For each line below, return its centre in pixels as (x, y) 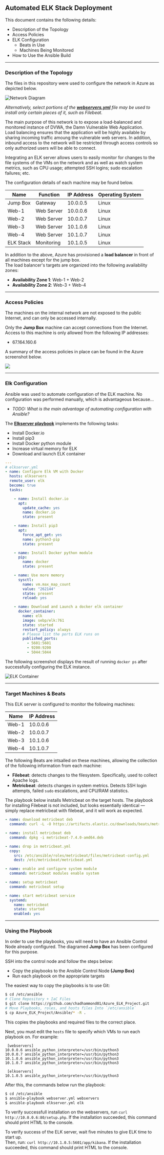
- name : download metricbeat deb (39, 820)
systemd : (18, 900)
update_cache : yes (41, 508)
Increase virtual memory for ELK (44, 448)
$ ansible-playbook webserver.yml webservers (52, 1098)
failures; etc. (18, 173)
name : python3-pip (41, 539)
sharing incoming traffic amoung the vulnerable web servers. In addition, (78, 138)
